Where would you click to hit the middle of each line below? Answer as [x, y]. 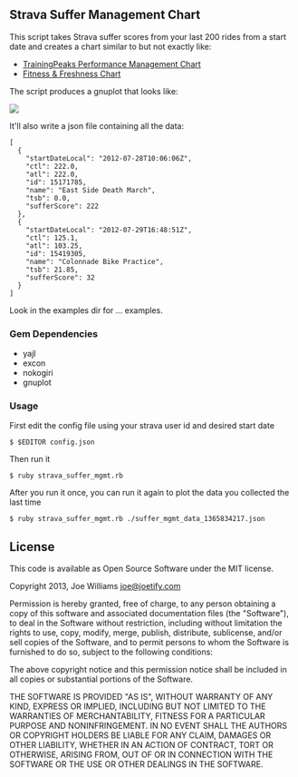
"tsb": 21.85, [52, 270]
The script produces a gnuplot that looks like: [94, 91]
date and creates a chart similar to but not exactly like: [111, 46]
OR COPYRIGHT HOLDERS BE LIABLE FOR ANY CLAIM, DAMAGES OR [140, 735]
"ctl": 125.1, [52, 238]
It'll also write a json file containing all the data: [97, 125]
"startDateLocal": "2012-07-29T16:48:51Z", [109, 230]
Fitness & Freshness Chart [72, 74]
